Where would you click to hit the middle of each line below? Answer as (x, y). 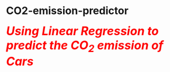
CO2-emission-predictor (67, 11)
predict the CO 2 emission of (85, 46)
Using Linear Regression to (82, 31)
